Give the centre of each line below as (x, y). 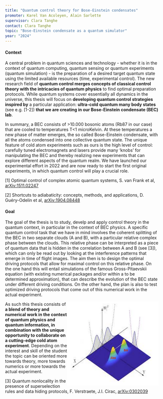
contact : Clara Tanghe (28, 26)
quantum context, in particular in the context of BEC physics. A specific (77, 227)
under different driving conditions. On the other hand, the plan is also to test (81, 284)
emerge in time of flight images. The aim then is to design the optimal (75, 259)
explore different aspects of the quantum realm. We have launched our (76, 160)
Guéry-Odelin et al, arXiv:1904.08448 (43, 200)
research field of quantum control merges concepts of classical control (78, 84)
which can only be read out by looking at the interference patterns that (76, 253)
